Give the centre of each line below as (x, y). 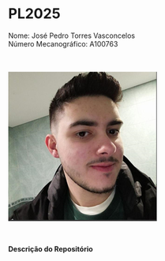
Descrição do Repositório (51, 248)
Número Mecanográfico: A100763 (63, 43)
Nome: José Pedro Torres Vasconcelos (72, 35)
